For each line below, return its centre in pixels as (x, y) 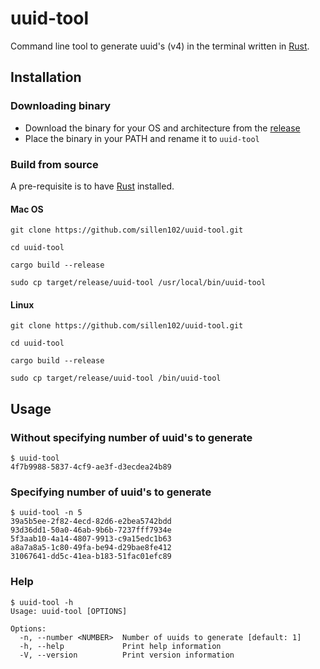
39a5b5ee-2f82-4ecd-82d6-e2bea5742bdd (91, 522)
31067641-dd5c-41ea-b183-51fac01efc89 (91, 557)
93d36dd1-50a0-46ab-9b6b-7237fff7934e (91, 530)
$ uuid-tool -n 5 (46, 513)
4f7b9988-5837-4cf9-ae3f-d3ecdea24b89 (91, 467)
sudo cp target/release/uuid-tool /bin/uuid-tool (116, 378)
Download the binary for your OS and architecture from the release (162, 128)
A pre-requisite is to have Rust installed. (92, 186)
